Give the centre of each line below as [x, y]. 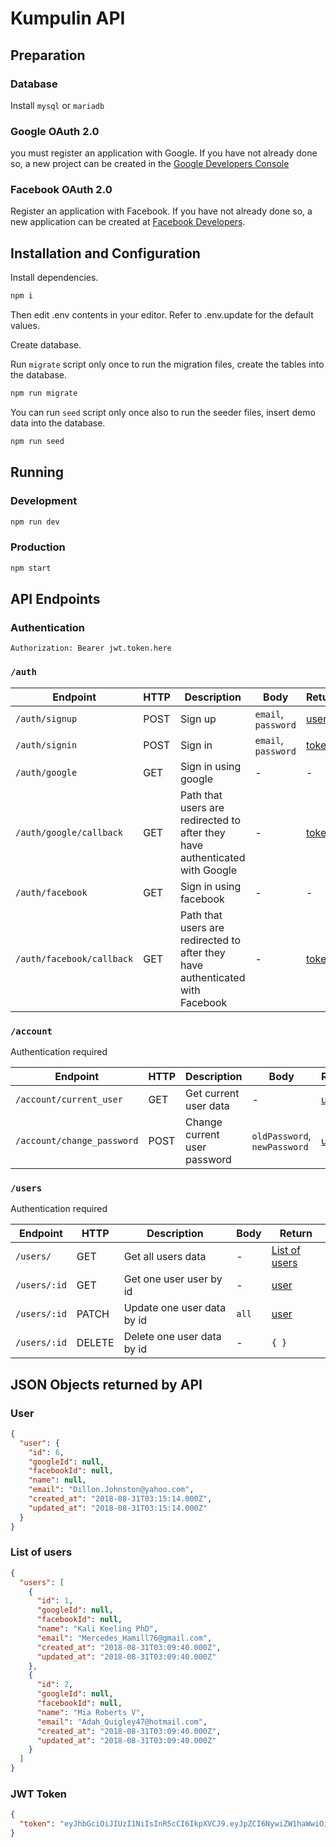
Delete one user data [172, 1337]
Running [37, 472]
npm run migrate [44, 393]
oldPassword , [281, 1135]
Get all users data [165, 1257]
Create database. [46, 345]
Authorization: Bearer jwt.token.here [91, 648]
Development [44, 501]
